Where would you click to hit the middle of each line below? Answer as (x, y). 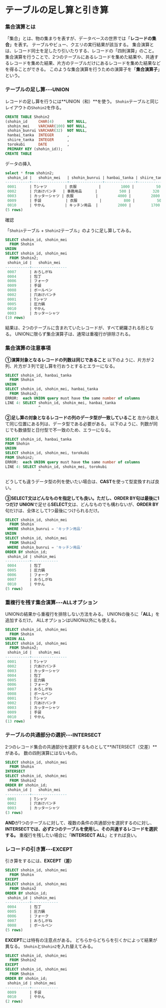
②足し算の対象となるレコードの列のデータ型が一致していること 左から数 (80, 418)
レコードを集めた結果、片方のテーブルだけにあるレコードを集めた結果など (85, 63)
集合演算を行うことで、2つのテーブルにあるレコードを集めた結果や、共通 (80, 57)
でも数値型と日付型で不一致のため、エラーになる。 (61, 430)
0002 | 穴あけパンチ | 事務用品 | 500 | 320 (83, 191)
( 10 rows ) (15, 318)
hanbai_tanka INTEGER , (38, 135)
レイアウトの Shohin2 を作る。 (35, 107)
